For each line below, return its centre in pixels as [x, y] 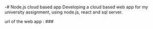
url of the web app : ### [29, 22]
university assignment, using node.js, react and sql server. [64, 12]
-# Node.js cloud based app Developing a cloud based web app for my [76, 7]
